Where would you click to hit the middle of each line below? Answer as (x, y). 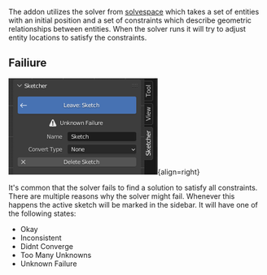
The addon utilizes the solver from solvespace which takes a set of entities (134, 12)
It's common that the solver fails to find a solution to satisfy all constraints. (133, 187)
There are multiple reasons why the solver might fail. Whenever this (122, 196)
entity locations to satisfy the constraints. (78, 37)
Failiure (28, 63)
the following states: (42, 213)
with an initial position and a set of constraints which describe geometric (130, 20)
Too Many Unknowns (56, 255)
